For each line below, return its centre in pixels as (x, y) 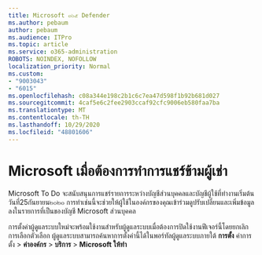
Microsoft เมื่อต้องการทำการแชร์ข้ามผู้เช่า (118, 171)
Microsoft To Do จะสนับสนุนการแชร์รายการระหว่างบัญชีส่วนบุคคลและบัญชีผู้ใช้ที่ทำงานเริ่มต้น (131, 193)
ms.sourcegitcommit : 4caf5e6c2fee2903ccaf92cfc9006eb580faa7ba (114, 103)
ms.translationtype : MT (47, 111)
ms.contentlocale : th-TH (49, 118)
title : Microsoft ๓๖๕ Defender (59, 15)
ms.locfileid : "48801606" (50, 132)
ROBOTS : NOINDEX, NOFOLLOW (52, 60)
